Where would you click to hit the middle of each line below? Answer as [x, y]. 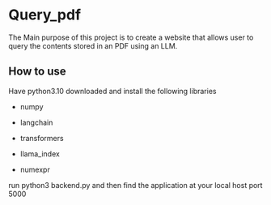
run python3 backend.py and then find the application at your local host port [135, 185]
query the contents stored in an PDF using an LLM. [93, 45]
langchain [36, 122]
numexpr [35, 169]
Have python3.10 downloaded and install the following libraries [112, 91]
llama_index [40, 154]
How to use [37, 72]
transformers [42, 138]
